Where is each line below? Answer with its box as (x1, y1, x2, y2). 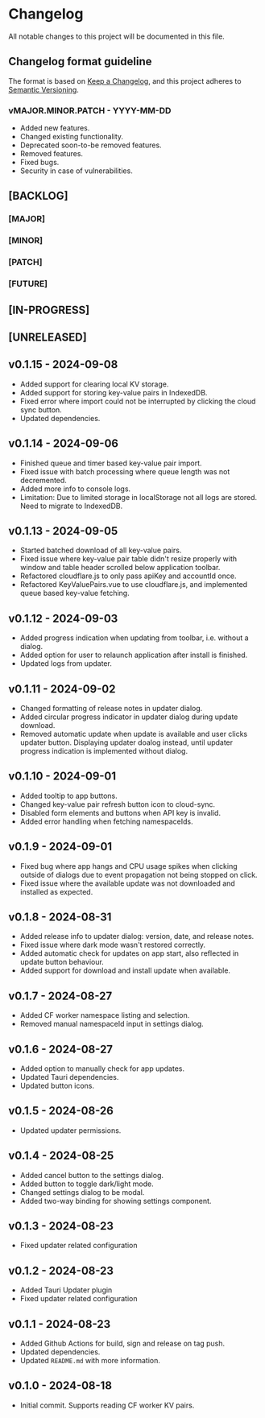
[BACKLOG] (8, 189, 68, 203)
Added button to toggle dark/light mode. (19, 1179, 155, 1189)
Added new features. (19, 123, 90, 133)
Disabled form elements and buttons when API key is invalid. (19, 808, 222, 817)
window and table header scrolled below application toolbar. (19, 563, 221, 573)
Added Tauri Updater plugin (19, 1285, 113, 1295)
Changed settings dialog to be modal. (19, 1187, 145, 1197)
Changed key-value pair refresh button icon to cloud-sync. (19, 799, 216, 809)
